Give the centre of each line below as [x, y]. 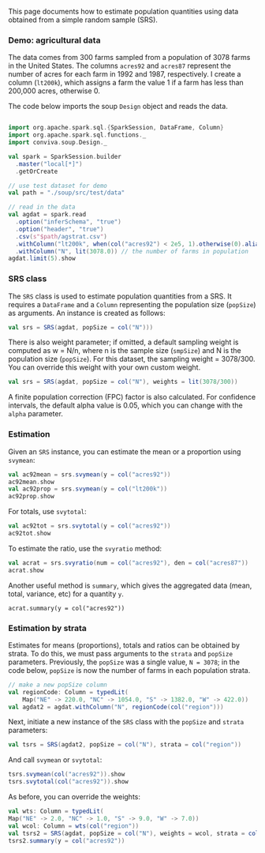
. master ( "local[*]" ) [49, 164]
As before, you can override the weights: [74, 797]
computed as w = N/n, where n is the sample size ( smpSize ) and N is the [125, 351]
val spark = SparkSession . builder [65, 156]
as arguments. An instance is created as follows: [87, 313]
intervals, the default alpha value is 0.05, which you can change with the [125, 405]
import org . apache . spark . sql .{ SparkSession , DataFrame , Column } [116, 128]
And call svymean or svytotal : [55, 760]
